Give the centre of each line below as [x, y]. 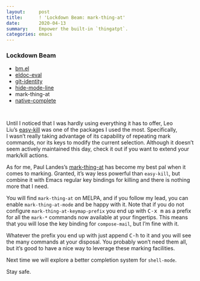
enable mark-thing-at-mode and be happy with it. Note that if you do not [95, 205]
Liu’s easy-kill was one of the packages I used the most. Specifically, [92, 130]
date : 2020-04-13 [36, 23]
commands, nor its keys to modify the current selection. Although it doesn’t [100, 143]
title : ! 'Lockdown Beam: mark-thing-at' [66, 18]
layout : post [28, 12]
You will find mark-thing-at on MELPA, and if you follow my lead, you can [97, 198]
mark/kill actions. [28, 155]
